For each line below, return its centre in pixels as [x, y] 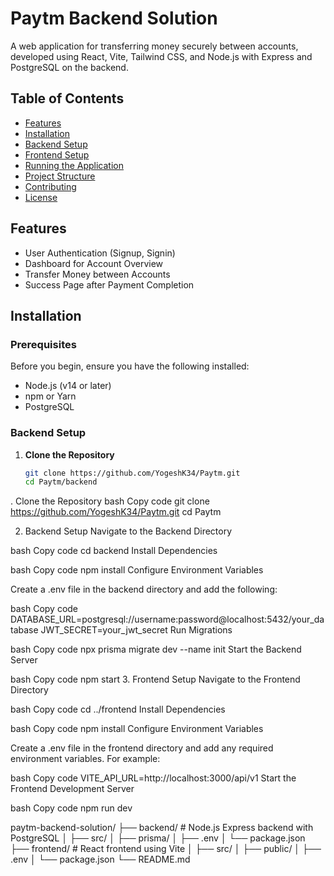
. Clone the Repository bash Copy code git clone [110, 501]
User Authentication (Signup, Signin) [100, 253]
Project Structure [60, 176]
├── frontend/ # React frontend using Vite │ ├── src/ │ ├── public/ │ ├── [166, 849]
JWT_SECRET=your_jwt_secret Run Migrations [136, 630]
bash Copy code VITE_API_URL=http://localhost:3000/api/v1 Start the [153, 778]
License [41, 197]
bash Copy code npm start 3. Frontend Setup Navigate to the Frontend [155, 679]
